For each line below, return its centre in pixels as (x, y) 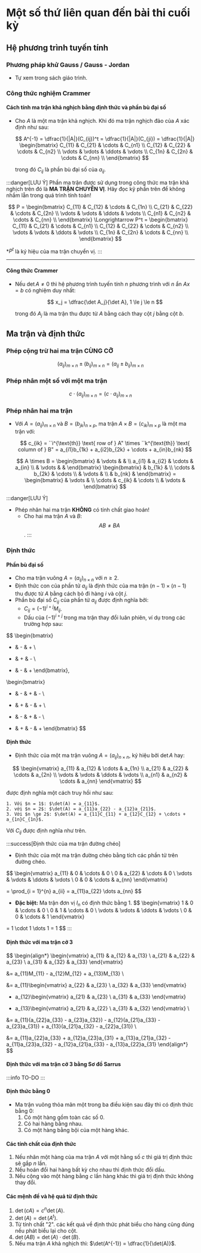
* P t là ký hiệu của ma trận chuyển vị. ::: (54, 250)
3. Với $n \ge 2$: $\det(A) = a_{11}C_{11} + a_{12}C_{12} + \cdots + (96, 814)
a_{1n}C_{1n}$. (25, 819)
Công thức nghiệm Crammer (48, 93)
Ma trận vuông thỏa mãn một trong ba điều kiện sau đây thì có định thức (104, 1104)
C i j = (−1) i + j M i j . (43, 609)
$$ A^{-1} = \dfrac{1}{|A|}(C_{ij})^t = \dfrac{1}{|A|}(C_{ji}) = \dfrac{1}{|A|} (105, 139)
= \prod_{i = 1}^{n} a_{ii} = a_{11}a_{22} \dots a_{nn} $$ (74, 891)
